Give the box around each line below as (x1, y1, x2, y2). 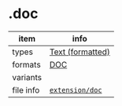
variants (12, 71, 42, 82)
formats (12, 59, 41, 70)
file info (12, 84, 40, 95)
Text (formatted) (49, 46, 110, 57)
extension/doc (49, 86, 102, 94)
